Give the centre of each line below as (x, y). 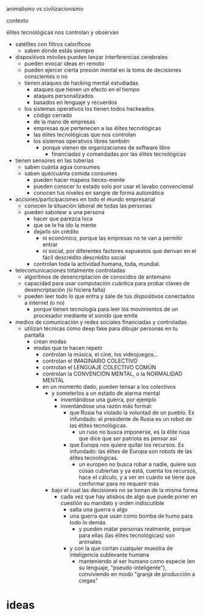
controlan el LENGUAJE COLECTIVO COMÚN (99, 367)
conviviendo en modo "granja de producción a (137, 574)
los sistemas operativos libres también (81, 141)
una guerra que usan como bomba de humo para (131, 516)
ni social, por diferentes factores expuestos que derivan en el (119, 251)
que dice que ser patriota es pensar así (128, 438)
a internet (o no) (44, 303)
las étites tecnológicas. (99, 426)
